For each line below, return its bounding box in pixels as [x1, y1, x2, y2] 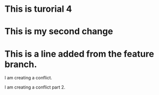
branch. [4, 59, 37, 70]
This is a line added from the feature [4, 48, 155, 59]
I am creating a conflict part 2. [4, 84, 66, 90]
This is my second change [4, 26, 114, 37]
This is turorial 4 [4, 3, 72, 15]
